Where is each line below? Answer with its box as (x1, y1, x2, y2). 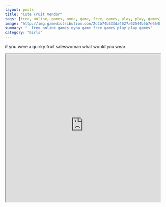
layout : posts (5, 7, 34, 12)
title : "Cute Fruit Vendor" (5, 12, 63, 17)
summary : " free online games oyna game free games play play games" (5, 26, 153, 31)
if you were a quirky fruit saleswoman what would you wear (5, 44, 126, 49)
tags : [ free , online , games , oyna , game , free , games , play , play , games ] (5, 16, 162, 21)
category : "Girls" (5, 30, 43, 35)
